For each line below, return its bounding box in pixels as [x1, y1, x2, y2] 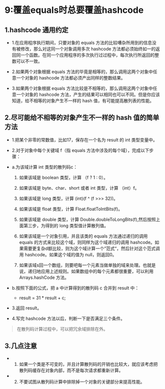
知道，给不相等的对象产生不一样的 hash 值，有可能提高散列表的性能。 [11, 98, 154, 104]
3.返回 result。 [11, 305, 42, 311]
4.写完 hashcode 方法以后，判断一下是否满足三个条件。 [11, 315, 125, 321]
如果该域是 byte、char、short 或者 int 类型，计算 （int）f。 [19, 185, 139, 191]
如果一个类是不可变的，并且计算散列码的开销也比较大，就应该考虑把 [19, 361, 158, 367]
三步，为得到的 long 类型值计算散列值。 [28, 223, 109, 229]
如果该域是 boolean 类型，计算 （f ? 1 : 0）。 [19, 174, 108, 180]
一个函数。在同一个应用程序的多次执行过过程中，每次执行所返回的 [20, 52, 155, 58]
